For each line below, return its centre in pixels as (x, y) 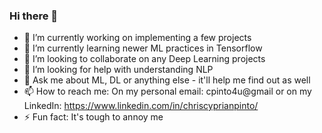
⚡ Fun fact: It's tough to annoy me (93, 117)
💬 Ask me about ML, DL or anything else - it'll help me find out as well (167, 80)
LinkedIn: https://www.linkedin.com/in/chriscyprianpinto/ (141, 106)
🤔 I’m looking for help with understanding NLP (118, 70)
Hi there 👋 (34, 16)
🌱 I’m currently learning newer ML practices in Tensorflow (143, 48)
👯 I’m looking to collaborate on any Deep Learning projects (144, 59)
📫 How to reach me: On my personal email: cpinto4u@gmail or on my (167, 91)
